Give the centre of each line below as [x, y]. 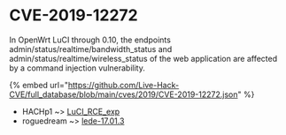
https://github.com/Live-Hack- [124, 85]
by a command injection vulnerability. [77, 68]
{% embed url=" [39, 85]
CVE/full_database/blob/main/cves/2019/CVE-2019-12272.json [124, 94]
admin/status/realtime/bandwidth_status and [91, 49]
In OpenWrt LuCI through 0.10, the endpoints [90, 40]
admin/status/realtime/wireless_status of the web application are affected [143, 58]
